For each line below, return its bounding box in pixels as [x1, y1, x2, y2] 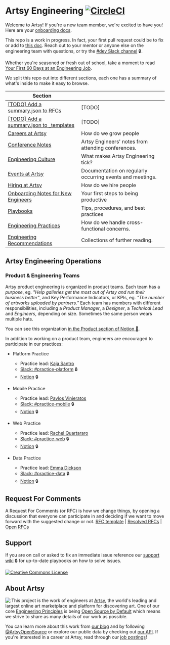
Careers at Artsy [8, 129, 47, 136]
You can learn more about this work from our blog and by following [5, 623, 145, 629]
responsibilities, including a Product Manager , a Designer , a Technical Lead [5, 305, 163, 311]
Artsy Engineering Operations [5, 257, 102, 265]
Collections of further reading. [81, 237, 153, 244]
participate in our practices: [5, 341, 63, 347]
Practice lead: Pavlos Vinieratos [20, 395, 87, 401]
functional [81, 225, 105, 232]
